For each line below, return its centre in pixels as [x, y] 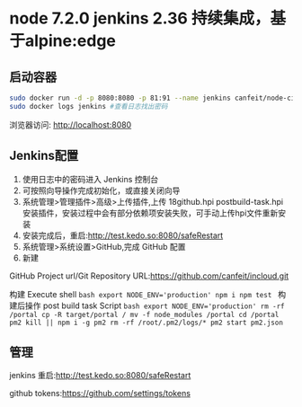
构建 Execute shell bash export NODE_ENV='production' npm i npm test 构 [147, 294]
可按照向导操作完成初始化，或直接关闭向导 [101, 190]
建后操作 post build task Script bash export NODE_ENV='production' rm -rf [147, 305]
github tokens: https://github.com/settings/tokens [100, 394]
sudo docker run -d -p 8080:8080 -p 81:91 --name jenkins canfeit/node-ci [152, 98]
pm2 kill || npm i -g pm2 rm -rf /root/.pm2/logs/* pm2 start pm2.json [146, 323]
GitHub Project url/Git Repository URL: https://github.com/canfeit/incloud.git [149, 276]
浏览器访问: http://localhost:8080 [71, 124]
